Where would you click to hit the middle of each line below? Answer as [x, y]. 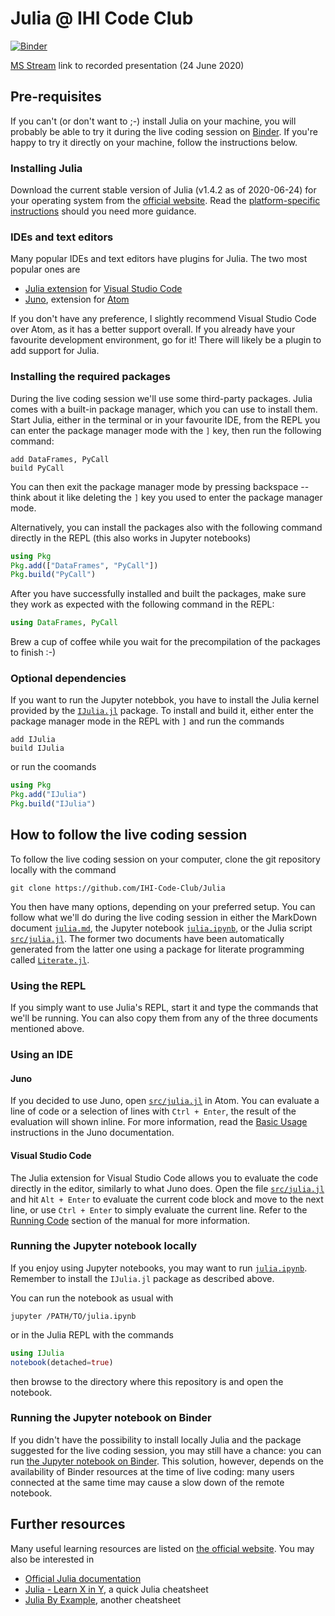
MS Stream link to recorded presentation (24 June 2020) [127, 65]
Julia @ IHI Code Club [102, 18]
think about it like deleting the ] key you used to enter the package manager [166, 497]
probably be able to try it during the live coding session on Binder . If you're [164, 131]
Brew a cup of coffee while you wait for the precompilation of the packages [165, 642]
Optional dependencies [68, 679]
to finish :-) [33, 653]
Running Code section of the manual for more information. [130, 1220]
